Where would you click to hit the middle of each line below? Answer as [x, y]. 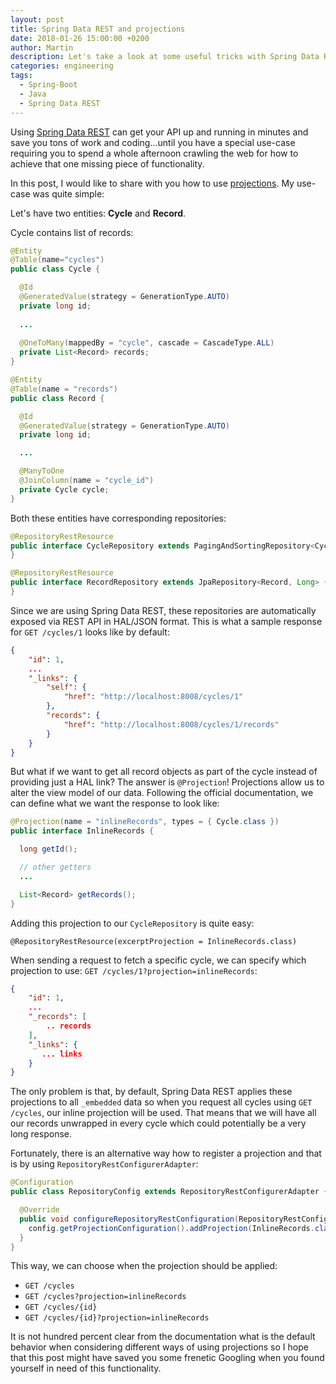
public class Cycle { [55, 269]
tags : [21, 76]
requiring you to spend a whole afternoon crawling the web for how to [154, 153]
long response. [41, 1134]
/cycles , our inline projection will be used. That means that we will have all [163, 1113]
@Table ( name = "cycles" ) [57, 260]
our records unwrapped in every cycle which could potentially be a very [158, 1123]
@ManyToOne [42, 471]
